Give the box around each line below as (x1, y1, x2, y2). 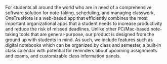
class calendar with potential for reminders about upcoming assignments (5, 48, 157, 53)
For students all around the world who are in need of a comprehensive (5, 5, 152, 10)
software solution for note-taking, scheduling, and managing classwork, (5, 10, 155, 16)
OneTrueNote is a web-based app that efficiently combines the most (5, 15, 148, 21)
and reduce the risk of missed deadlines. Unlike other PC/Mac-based (5, 26, 150, 32)
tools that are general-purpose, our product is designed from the (19, 31, 154, 37)
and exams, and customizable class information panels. (5, 53, 121, 59)
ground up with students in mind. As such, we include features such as (5, 37, 153, 43)
